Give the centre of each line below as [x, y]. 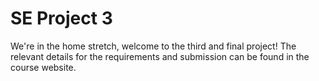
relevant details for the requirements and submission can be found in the [160, 56]
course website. [43, 67]
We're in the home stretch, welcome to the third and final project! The [153, 46]
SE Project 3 [61, 18]
